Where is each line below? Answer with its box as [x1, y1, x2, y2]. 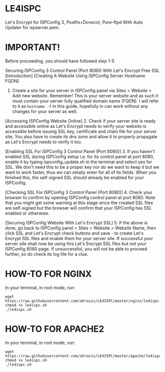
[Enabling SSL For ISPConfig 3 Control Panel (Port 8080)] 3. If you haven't [5, 148, 155, 154]
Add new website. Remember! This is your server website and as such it [12, 93, 159, 98]
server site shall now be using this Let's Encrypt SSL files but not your [5, 241, 147, 247]
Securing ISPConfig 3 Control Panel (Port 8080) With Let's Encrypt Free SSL [5, 67, 160, 73]
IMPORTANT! [5, 42, 60, 53]
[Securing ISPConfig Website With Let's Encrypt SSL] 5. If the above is [5, 219, 148, 225]
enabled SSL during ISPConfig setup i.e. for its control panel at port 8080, [5, 154, 155, 159]
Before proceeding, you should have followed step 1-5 [5, 58, 114, 64]
